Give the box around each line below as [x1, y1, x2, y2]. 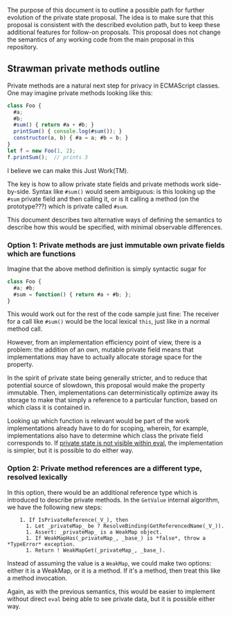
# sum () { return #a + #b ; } [13, 122, 95, 129]
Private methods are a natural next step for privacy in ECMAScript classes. [7, 81, 220, 90]
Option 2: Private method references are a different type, [7, 463, 202, 473]
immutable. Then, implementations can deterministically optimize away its [7, 388, 218, 397]
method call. [7, 324, 43, 333]
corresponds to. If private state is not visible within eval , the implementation [7, 439, 224, 447]
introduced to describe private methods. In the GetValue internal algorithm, [7, 495, 220, 504]
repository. [7, 43, 38, 51]
